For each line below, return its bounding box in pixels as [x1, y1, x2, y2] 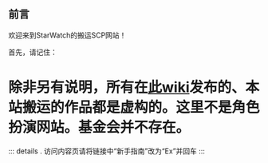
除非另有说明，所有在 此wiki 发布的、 [8, 78, 246, 96]
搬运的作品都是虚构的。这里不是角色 [22, 98, 261, 116]
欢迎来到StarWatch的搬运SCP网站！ [8, 30, 127, 40]
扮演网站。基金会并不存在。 [8, 118, 191, 136]
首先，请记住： [8, 47, 57, 57]
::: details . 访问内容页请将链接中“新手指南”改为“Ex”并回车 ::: [8, 146, 206, 156]
